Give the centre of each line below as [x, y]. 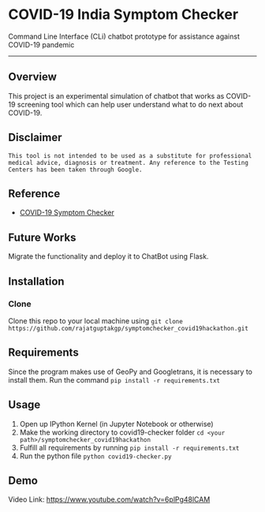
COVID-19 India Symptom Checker [123, 15]
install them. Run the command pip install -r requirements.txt [114, 379]
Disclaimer [35, 138]
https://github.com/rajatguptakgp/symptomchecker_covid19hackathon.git [128, 328]
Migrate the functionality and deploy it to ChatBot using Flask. [108, 256]
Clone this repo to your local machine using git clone [95, 320]
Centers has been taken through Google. [76, 170]
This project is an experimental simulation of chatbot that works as [116, 95]
